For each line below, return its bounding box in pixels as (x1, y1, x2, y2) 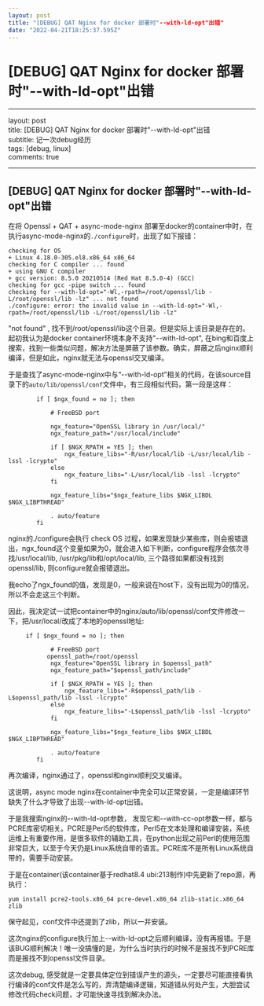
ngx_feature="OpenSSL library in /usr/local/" (49, 423, 206, 431)
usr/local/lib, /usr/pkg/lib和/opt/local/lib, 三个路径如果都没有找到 (17, 553, 224, 563)
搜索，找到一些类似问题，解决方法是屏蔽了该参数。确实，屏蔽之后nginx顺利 (8, 343, 254, 353)
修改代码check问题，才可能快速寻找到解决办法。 (8, 989, 167, 999)
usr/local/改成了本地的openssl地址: (31, 616, 145, 626)
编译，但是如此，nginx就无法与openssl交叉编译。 (8, 353, 169, 362)
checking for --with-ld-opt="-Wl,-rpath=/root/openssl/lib (8, 288, 206, 296)
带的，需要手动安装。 (8, 854, 77, 863)
